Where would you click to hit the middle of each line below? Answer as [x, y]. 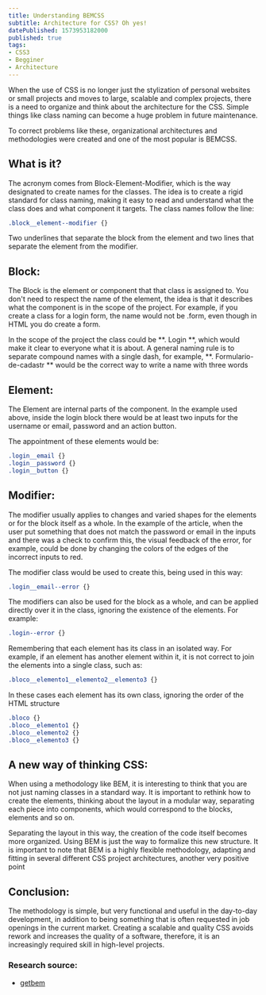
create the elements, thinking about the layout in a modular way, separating [131, 801]
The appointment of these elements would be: [84, 442]
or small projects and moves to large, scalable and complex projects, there [130, 98]
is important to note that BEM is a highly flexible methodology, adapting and [132, 850]
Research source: [43, 966]
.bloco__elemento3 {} [44, 740]
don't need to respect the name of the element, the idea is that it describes [131, 299]
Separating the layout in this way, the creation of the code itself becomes [128, 833]
